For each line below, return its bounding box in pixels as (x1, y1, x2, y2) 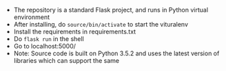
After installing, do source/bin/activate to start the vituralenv (13, 20, 188, 28)
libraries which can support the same (13, 57, 119, 64)
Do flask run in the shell (13, 35, 84, 43)
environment (13, 13, 50, 21)
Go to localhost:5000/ (13, 42, 76, 50)
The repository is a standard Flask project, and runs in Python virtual (13, 6, 209, 14)
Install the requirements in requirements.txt (13, 27, 136, 35)
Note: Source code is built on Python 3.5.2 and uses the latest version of (13, 49, 220, 57)
